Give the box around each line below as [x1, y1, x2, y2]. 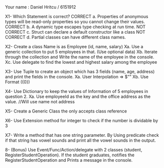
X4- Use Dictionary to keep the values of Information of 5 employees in [5, 89, 148, 94]
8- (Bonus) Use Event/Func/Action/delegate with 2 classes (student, [5, 147, 143, 152]
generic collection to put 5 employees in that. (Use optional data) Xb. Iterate [5, 49, 158, 55]
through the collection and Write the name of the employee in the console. [5, 54, 155, 60]
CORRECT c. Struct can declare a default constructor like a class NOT [5, 29, 145, 35]
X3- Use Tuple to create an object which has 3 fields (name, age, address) [5, 69, 155, 75]
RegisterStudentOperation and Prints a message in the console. [5, 157, 133, 163]
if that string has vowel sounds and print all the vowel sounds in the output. [5, 137, 156, 143]
